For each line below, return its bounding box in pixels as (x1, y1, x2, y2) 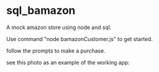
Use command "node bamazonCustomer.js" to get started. (6, 35, 153, 42)
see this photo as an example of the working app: (6, 59, 130, 66)
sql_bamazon (6, 4, 76, 18)
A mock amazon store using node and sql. (6, 24, 112, 31)
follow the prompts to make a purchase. (6, 47, 106, 54)
